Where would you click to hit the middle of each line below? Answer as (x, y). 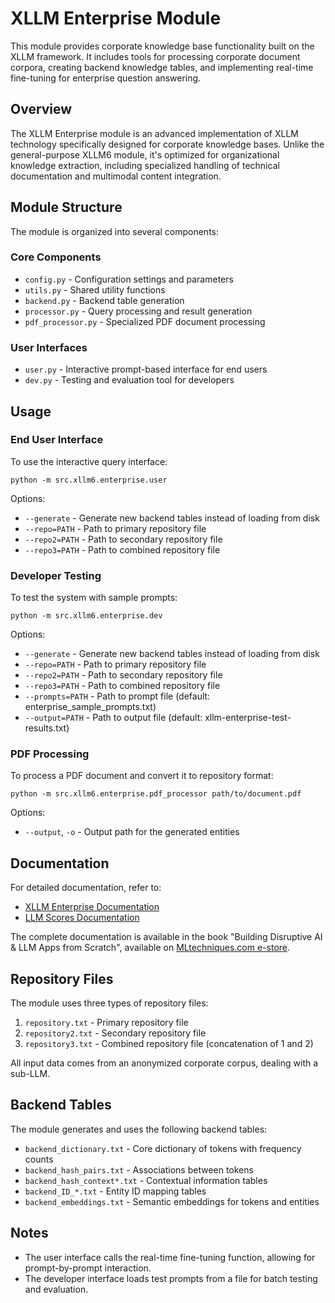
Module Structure (66, 207)
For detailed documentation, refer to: (86, 888)
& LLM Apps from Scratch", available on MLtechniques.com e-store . (150, 948)
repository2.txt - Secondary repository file (115, 1033)
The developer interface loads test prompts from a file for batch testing (171, 1278)
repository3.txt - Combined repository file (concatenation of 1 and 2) (169, 1044)
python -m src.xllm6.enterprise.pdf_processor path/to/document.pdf (156, 794)
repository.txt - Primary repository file (106, 1023)
